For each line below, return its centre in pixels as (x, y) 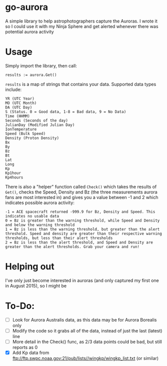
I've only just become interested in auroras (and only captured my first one (82, 280)
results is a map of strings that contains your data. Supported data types (81, 84)
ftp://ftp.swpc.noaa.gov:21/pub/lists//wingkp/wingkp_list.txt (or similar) (85, 358)
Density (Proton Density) (32, 138)
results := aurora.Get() (31, 75)
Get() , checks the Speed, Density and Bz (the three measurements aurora (81, 192)
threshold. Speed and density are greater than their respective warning (84, 233)
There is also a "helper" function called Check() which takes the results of (81, 186)
